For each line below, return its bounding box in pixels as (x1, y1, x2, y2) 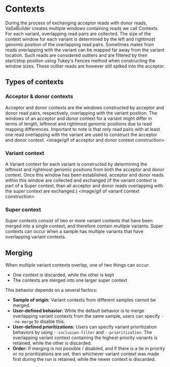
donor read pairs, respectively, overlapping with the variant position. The (5, 110, 157, 116)
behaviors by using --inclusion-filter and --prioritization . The (12, 329, 152, 336)
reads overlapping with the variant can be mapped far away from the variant (5, 47, 165, 53)
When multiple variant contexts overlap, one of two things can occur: (5, 262, 150, 268)
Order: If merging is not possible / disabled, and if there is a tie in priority (12, 346, 165, 352)
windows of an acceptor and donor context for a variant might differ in (5, 115, 152, 121)
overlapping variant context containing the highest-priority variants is (12, 335, 158, 341)
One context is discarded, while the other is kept (12, 272, 114, 278)
